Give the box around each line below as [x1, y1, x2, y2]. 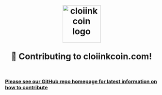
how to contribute [5, 84, 48, 91]
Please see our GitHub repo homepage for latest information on [5, 78, 157, 85]
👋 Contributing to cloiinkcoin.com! [11, 51, 152, 62]
